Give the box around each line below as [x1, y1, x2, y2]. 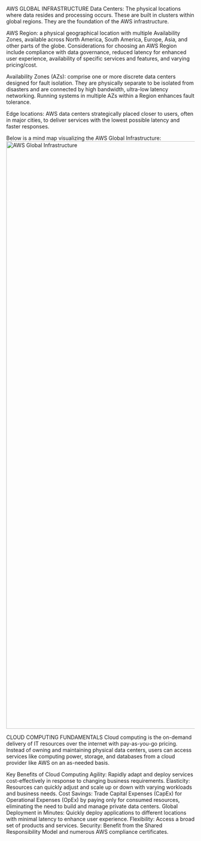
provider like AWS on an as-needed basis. [6, 759, 109, 766]
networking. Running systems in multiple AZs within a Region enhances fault [6, 92, 194, 99]
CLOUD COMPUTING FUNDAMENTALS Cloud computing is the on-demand [6, 734, 192, 741]
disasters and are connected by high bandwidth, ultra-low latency [6, 86, 169, 92]
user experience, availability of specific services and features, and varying [6, 55, 190, 62]
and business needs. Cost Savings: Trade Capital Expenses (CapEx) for [6, 790, 182, 797]
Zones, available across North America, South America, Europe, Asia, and [6, 36, 188, 43]
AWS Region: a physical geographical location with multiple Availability [6, 29, 181, 37]
